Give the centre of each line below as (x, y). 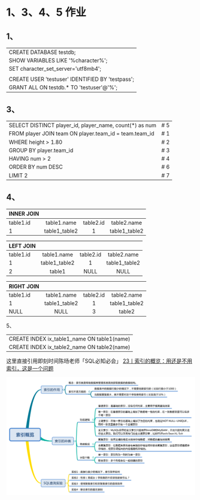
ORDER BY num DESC (36, 167)
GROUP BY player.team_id (41, 150)
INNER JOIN (24, 214)
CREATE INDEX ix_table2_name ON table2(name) (69, 347)
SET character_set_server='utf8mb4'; (55, 69)
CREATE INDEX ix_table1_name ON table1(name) (69, 339)
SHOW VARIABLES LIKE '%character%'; (58, 60)
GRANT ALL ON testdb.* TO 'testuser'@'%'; (63, 87)
